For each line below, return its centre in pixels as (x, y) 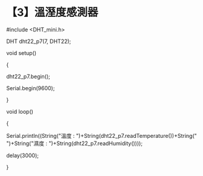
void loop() (20, 111)
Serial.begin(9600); (31, 88)
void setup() (22, 53)
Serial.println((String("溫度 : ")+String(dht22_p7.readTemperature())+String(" (101, 135)
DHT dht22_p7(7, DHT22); (39, 41)
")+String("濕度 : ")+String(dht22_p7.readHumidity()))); (75, 143)
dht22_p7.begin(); (28, 76)
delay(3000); (23, 155)
